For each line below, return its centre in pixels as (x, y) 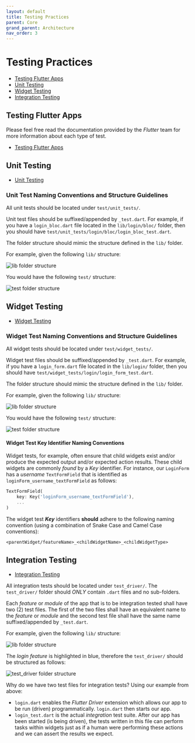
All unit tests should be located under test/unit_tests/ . (73, 207)
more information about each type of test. (56, 136)
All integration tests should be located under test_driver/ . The (82, 585)
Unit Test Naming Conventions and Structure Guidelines (87, 195)
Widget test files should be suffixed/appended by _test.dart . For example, (96, 360)
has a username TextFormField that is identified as (67, 475)
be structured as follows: (36, 662)
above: (14, 691)
